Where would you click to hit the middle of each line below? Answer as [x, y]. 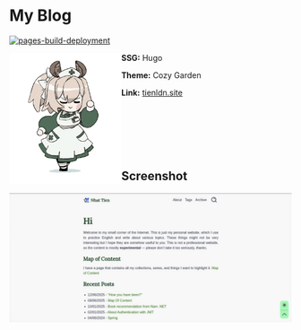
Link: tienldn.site [152, 92]
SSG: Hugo [142, 57]
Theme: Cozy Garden [161, 75]
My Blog [40, 16]
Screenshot [155, 176]
